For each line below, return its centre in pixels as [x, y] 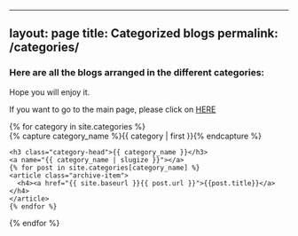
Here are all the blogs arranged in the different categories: [137, 73]
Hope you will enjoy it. [50, 92]
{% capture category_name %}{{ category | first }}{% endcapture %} [136, 136]
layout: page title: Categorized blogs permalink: [144, 33]
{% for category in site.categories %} [78, 126]
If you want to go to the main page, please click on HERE [113, 109]
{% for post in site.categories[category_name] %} [105, 168]
